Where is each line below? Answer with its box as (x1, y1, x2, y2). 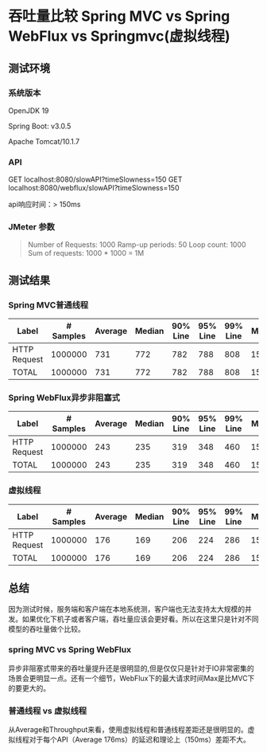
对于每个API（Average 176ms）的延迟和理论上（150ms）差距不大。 (29, 734, 250, 745)
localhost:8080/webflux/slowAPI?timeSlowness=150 (8, 183, 180, 193)
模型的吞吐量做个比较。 (8, 624, 85, 633)
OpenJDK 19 (8, 105, 49, 116)
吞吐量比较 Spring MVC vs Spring (8, 7, 230, 25)
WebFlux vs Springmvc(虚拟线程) (8, 27, 230, 45)
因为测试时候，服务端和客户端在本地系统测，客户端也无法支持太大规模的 (8, 604, 245, 613)
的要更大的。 (8, 683, 50, 693)
